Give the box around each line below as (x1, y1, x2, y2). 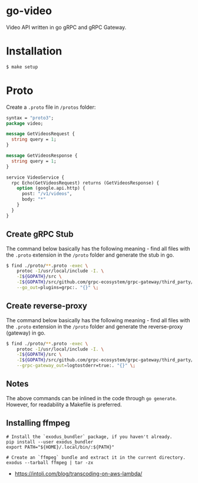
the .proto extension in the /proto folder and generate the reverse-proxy (6, 323, 183, 330)
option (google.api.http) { (16, 185, 85, 192)
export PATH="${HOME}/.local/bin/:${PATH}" (6, 444, 115, 450)
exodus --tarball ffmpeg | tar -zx (6, 459, 94, 465)
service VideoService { (6, 174, 65, 180)
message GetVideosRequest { (6, 131, 75, 137)
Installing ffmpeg (6, 418, 71, 428)
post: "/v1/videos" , (21, 191, 72, 197)
